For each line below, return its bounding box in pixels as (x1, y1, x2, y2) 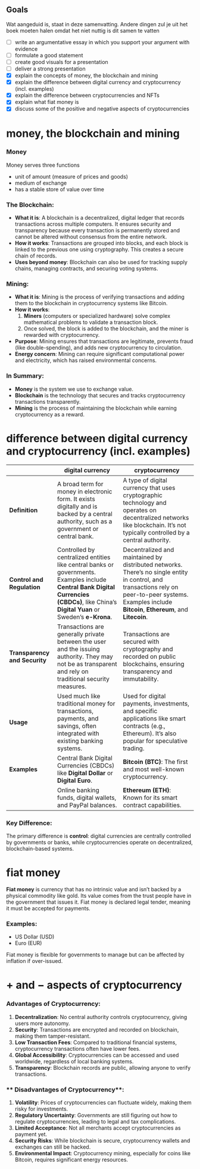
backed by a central (57, 510, 113, 518)
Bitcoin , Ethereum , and (123, 605, 189, 613)
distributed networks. (123, 560, 183, 569)
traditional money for (57, 699, 115, 707)
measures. (57, 682, 87, 691)
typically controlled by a (123, 528, 190, 536)
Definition (9, 506, 38, 514)
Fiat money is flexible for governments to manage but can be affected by (6, 951, 185, 958)
